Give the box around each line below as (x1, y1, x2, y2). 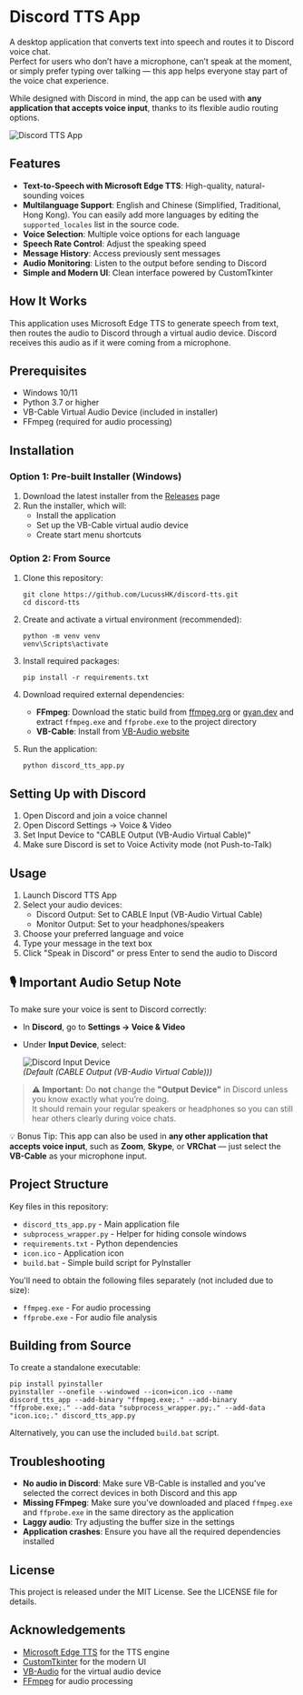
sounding (22, 189, 58, 201)
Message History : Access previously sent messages (22, 247, 220, 258)
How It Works (9, 294, 88, 309)
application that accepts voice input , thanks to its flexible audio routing (9, 102, 279, 113)
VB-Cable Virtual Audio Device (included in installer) (22, 406, 219, 417)
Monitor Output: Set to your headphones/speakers (35, 918, 225, 929)
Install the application (35, 510, 116, 521)
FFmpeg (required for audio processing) (22, 416, 172, 427)
